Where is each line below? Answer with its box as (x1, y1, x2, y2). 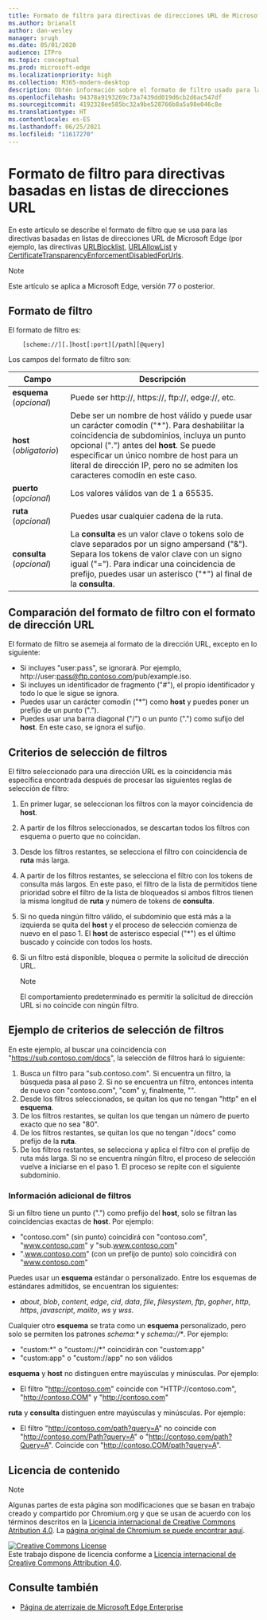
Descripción (138, 374, 187, 385)
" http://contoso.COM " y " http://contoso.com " (19, 1393, 169, 1402)
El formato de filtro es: (8, 325, 81, 335)
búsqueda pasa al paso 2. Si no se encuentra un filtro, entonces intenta (19, 1077, 254, 1087)
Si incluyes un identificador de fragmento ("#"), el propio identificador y (19, 680, 256, 690)
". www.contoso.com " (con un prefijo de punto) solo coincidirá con (19, 1249, 237, 1259)
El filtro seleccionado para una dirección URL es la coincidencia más (8, 767, 233, 776)
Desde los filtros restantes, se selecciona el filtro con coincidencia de (19, 847, 248, 856)
